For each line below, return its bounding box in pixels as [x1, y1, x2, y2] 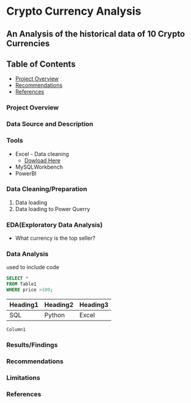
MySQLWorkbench [15, 163, 63, 171]
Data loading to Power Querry [15, 205, 90, 212]
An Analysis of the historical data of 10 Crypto [6, 29, 185, 39]
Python [44, 311, 65, 319]
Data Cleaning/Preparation [6, 185, 87, 193]
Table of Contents [6, 59, 76, 69]
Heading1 [9, 301, 38, 309]
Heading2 [44, 301, 74, 309]
